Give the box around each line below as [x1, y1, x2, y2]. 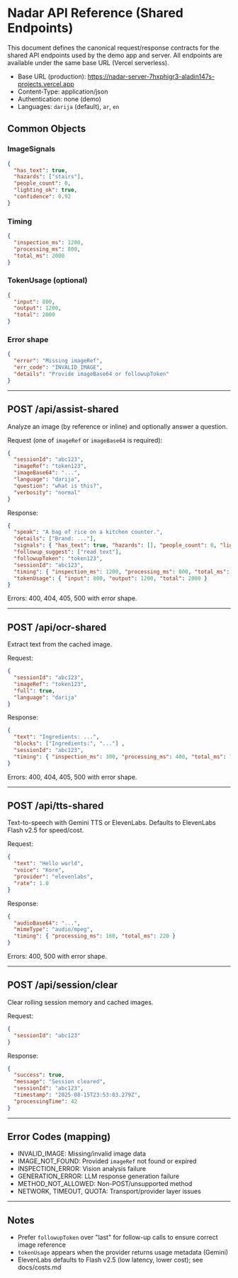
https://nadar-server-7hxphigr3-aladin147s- [87, 72, 215, 81]
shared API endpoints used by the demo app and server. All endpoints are [7, 51, 223, 59]
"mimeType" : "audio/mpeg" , [13, 926, 93, 933]
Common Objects [7, 122, 86, 135]
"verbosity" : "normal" [13, 489, 81, 496]
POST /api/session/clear [7, 979, 118, 991]
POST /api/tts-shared [7, 800, 104, 812]
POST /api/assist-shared [7, 404, 119, 416]
